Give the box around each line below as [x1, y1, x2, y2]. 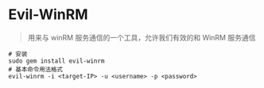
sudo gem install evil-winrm [8, 57, 105, 65]
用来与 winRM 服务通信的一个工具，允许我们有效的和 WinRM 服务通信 [27, 33, 256, 42]
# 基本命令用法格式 [8, 65, 64, 73]
